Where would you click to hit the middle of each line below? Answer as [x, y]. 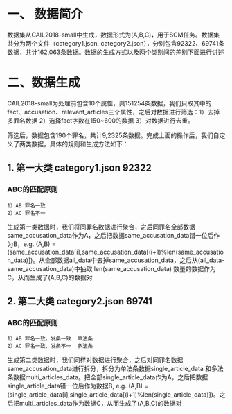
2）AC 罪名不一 [27, 213]
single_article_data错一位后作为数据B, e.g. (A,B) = [78, 386]
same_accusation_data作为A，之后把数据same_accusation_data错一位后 [110, 235]
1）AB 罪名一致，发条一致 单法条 [50, 339]
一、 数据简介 [45, 14]
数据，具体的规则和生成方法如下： [80, 144]
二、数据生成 [44, 83]
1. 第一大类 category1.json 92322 [80, 168]
